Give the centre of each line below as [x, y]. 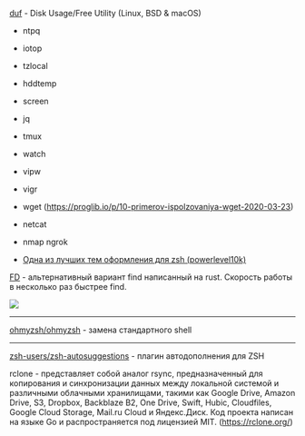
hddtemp [39, 84]
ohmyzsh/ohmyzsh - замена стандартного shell [101, 330]
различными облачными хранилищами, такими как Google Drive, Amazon [152, 393]
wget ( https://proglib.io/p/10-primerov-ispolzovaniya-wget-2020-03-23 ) [158, 207]
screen [35, 101]
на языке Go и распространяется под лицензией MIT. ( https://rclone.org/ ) [151, 422]
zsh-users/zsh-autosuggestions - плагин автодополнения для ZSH [137, 356]
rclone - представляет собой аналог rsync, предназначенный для [136, 373]
